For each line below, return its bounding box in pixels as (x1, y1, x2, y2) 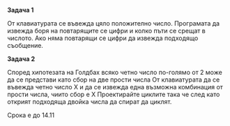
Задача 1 (7, 6, 34, 14)
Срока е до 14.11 (7, 111, 54, 119)
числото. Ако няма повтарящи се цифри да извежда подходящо (7, 34, 199, 42)
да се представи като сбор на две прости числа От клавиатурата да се (7, 75, 220, 84)
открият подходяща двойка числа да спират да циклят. (7, 98, 172, 106)
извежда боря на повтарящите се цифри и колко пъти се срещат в (7, 27, 206, 35)
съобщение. (7, 42, 44, 49)
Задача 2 (7, 55, 36, 63)
